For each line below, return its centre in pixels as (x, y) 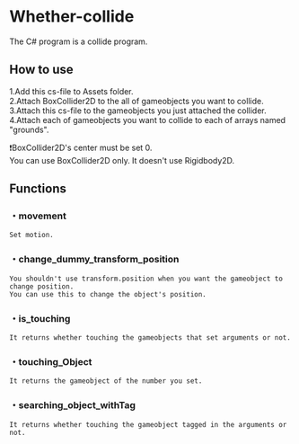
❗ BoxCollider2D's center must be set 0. (81, 147)
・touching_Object (51, 361)
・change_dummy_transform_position (94, 260)
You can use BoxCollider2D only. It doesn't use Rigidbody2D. (122, 160)
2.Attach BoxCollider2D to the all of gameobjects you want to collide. (136, 101)
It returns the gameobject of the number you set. (106, 381)
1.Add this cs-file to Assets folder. (71, 91)
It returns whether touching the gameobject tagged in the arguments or (148, 424)
